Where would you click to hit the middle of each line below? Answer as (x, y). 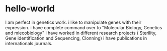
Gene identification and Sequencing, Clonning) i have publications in (76, 38)
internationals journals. (29, 43)
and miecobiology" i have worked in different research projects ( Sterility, (81, 33)
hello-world (30, 9)
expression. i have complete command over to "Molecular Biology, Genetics (84, 27)
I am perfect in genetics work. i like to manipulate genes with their (73, 22)
